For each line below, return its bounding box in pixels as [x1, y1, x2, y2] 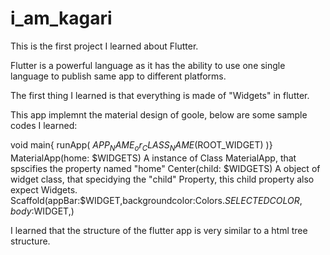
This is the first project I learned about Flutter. [10, 40, 199, 52]
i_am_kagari [10, 7, 113, 30]
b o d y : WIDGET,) [10, 205, 75, 217]
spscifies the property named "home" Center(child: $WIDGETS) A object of [10, 162, 321, 174]
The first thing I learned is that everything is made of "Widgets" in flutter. [10, 89, 310, 101]
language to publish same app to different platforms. [10, 70, 227, 82]
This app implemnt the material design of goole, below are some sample [10, 108, 308, 121]
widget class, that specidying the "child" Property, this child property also [10, 173, 315, 185]
